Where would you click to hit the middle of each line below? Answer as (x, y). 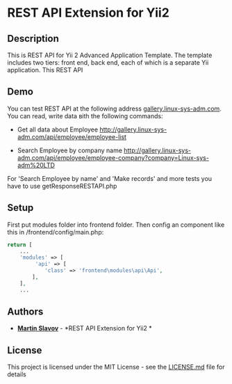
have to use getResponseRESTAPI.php (62, 186)
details (17, 374)
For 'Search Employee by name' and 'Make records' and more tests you (110, 178)
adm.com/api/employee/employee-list (72, 136)
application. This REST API (45, 70)
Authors (25, 312)
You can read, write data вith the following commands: (85, 115)
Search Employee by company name (70, 150)
